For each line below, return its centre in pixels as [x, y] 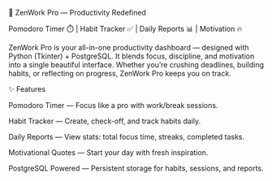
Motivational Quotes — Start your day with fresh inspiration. [108, 153]
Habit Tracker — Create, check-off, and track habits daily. [105, 121]
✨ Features [27, 89]
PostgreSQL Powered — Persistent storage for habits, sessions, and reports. [136, 168]
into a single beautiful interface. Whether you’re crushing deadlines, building [136, 65]
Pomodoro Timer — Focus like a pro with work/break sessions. [113, 105]
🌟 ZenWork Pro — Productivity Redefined [77, 13]
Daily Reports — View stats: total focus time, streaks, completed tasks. [127, 137]
